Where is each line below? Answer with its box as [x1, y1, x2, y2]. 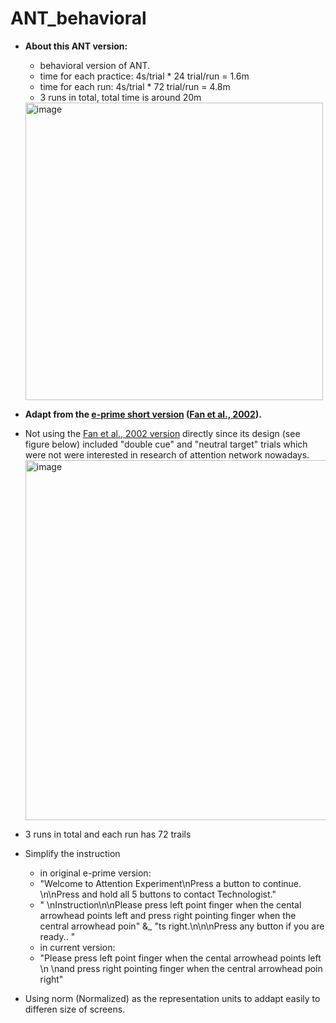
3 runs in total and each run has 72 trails [24, 828, 192, 840]
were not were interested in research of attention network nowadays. [24, 448, 310, 461]
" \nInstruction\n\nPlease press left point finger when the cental [39, 898, 302, 911]
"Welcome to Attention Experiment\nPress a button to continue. [39, 877, 302, 889]
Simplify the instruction [24, 847, 121, 859]
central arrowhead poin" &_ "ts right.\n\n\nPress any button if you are [39, 920, 325, 932]
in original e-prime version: [39, 867, 152, 879]
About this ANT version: [24, 40, 128, 52]
